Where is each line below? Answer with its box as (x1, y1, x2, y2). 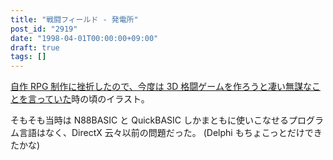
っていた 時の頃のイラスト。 (36, 93, 150, 105)
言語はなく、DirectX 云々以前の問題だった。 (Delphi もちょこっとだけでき (18, 127, 323, 139)
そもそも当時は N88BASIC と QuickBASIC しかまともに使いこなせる (10, 114, 289, 126)
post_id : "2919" (10, 24, 78, 34)
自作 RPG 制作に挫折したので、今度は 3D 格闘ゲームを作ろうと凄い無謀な (10, 81, 312, 93)
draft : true (10, 42, 60, 53)
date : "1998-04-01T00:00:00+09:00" (10, 33, 159, 43)
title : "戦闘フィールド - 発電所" (10, 14, 139, 25)
